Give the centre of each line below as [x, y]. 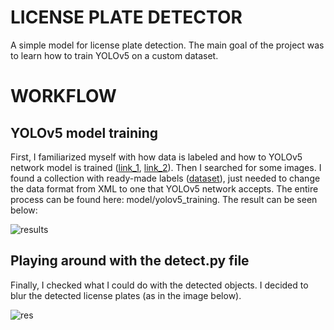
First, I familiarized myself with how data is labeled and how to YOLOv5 [156, 157]
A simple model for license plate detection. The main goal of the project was [167, 45]
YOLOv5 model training [84, 132]
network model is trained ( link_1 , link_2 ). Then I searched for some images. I [166, 167]
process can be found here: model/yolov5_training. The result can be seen [164, 199]
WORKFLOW [63, 96]
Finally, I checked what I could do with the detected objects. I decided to [159, 285]
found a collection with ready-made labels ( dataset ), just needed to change [165, 178]
